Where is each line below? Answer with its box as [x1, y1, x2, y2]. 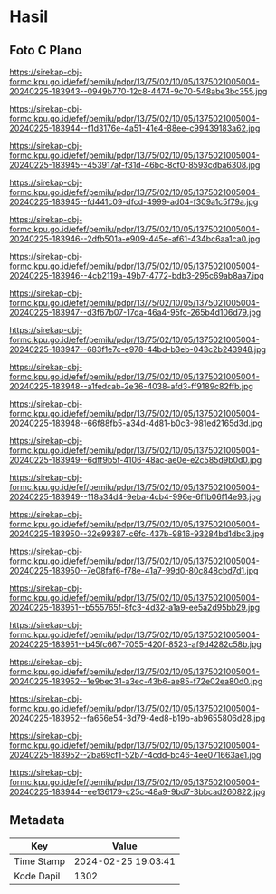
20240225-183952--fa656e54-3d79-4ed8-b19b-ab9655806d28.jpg [9, 712, 266, 723]
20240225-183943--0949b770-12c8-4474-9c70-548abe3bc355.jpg [9, 86, 268, 96]
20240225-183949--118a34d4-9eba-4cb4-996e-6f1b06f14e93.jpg [9, 492, 262, 502]
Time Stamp [14, 855, 66, 868]
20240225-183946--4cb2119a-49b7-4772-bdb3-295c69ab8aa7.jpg [9, 270, 264, 280]
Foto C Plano [9, 43, 82, 58]
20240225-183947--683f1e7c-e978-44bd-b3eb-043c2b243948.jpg [9, 344, 267, 355]
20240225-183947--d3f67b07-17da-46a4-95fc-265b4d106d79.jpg [9, 307, 262, 318]
